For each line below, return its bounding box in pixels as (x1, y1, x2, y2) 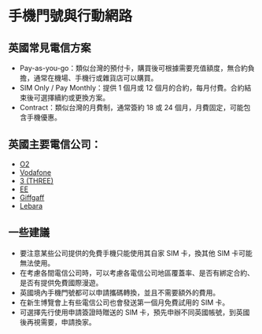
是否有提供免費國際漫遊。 (19, 277, 103, 288)
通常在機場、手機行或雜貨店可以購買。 (33, 73, 158, 83)
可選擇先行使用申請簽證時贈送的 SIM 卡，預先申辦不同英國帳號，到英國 (19, 307, 250, 317)
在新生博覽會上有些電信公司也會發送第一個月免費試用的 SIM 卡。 (19, 297, 230, 307)
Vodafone (19, 167, 52, 177)
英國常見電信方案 (8, 41, 91, 54)
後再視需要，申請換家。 (19, 317, 96, 327)
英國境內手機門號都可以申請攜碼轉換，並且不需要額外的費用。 (19, 288, 220, 297)
